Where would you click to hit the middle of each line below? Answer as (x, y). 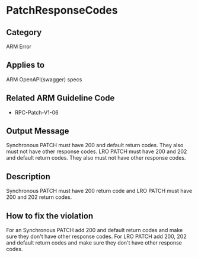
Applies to (25, 65)
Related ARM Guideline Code (60, 98)
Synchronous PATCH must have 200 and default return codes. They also (95, 145)
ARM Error (19, 46)
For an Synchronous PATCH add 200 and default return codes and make (95, 230)
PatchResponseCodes (62, 10)
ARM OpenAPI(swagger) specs (44, 79)
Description (28, 177)
